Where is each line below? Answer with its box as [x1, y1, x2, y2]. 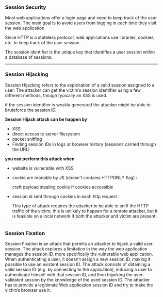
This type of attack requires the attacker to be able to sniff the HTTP [12, 203, 149, 209]
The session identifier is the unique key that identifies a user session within [5, 49, 155, 55]
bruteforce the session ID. [5, 107, 57, 113]
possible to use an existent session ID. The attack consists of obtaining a [5, 261, 150, 267]
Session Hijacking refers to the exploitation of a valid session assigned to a [5, 82, 155, 88]
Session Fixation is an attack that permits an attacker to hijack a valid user [5, 241, 153, 247]
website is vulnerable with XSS [12, 165, 74, 171]
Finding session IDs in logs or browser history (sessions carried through [12, 141, 156, 147]
